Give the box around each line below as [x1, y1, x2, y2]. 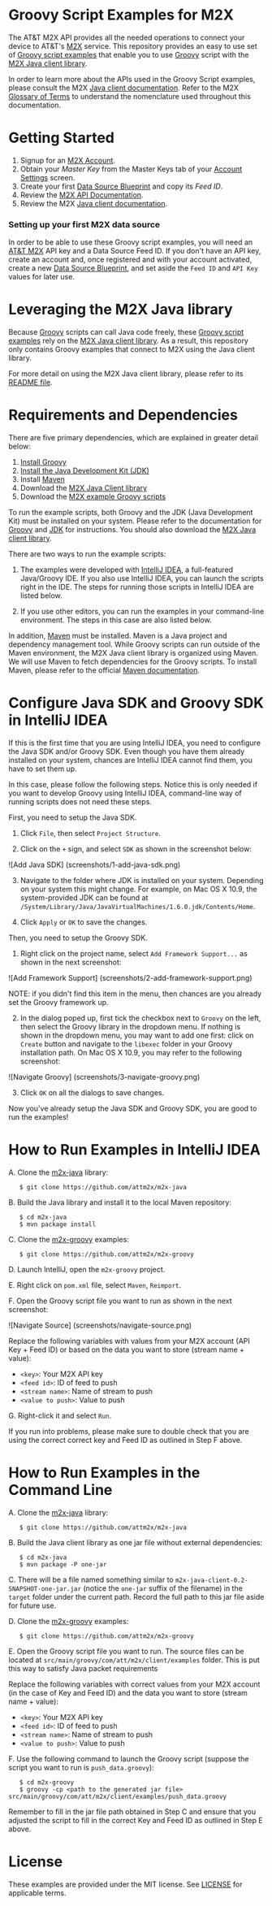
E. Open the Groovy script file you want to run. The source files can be [8, 1646, 244, 1656]
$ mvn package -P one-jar [19, 1560, 107, 1569]
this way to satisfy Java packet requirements [8, 1663, 158, 1673]
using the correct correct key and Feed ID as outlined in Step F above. [8, 1435, 243, 1445]
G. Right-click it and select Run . [8, 1410, 112, 1420]
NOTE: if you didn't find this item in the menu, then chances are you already [8, 989, 262, 998]
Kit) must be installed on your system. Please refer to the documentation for [8, 516, 262, 526]
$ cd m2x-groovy [19, 1778, 75, 1787]
